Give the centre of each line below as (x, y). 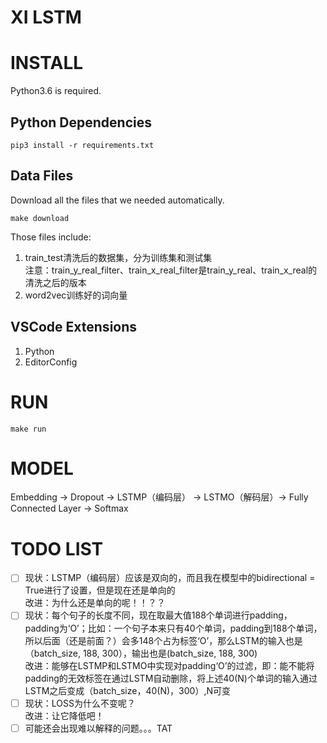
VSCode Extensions (74, 327)
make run (28, 429)
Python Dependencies (81, 122)
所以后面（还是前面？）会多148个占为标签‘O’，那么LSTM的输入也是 (163, 640)
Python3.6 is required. (56, 91)
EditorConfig (51, 362)
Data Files (42, 176)
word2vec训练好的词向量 (76, 295)
